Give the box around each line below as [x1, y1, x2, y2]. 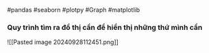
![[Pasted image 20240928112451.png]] [7, 38, 119, 46]
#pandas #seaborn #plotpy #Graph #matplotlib [7, 6, 140, 14]
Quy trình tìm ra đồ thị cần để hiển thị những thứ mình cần [7, 22, 203, 32]
